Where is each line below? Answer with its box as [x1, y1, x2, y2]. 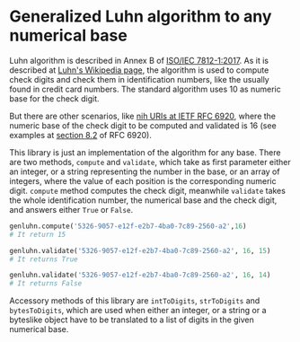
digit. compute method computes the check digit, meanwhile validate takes [9, 185, 286, 196]
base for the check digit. [9, 92, 101, 104]
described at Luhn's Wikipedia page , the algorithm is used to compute [9, 65, 269, 75]
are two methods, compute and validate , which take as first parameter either [9, 156, 291, 167]
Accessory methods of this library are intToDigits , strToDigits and [9, 295, 260, 306]
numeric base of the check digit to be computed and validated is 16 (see [9, 119, 277, 131]
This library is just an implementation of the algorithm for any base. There [9, 146, 281, 158]
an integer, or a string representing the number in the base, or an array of [9, 166, 280, 177]
